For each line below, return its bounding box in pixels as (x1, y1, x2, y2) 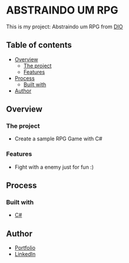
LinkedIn (14, 251, 36, 258)
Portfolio (14, 244, 36, 251)
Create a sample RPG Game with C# (14, 135, 102, 142)
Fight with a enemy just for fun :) (14, 163, 94, 170)
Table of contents (6, 40, 72, 50)
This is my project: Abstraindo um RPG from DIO (6, 23, 123, 30)
